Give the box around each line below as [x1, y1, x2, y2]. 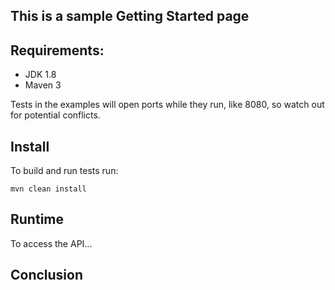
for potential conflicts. [10, 109, 101, 121]
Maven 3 [24, 79, 62, 91]
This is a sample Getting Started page [10, 8, 250, 25]
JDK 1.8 [24, 69, 57, 81]
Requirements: [10, 42, 105, 59]
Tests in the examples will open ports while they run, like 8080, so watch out [10, 99, 325, 111]
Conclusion [10, 267, 84, 284]
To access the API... [10, 237, 93, 249]
